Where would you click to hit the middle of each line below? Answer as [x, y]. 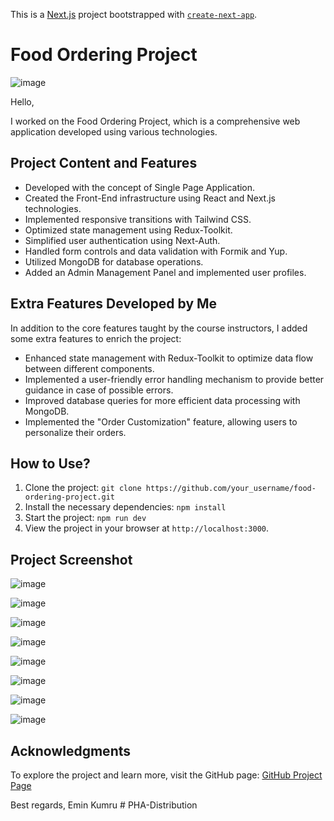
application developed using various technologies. [114, 131]
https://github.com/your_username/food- [231, 489]
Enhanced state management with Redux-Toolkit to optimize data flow [169, 358]
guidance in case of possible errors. [99, 390]
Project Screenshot [71, 559]
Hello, [22, 101]
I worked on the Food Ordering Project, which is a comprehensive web [155, 121]
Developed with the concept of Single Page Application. [140, 187]
